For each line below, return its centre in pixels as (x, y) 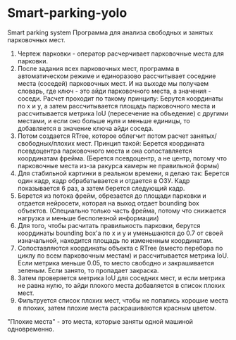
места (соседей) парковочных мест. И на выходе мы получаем (113, 83)
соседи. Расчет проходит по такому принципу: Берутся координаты (120, 98)
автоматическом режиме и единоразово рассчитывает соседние (117, 76)
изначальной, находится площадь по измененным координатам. (115, 240)
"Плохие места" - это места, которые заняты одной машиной (100, 321)
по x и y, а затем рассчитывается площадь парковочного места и (117, 106)
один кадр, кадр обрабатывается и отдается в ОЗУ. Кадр (104, 180)
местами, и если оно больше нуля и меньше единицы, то (104, 120)
